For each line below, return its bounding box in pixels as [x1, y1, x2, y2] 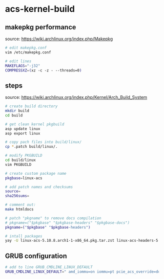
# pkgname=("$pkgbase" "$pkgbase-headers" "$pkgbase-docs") [5, 220, 130, 225]
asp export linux [5, 131, 41, 136]
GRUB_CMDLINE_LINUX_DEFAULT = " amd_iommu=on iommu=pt [5, 269, 115, 274]
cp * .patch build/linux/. [5, 144, 58, 149]
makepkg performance [5, 23, 77, 31]
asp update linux [5, 126, 41, 131]
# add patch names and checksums [5, 185, 73, 189]
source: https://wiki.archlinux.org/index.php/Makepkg [5, 36, 113, 42]
